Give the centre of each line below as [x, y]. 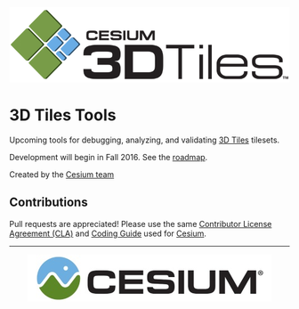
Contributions [48, 203]
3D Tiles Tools [63, 115]
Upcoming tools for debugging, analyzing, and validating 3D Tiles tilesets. [145, 140]
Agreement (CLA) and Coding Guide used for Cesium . [108, 233]
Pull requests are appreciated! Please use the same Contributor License [141, 224]
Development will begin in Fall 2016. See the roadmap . [109, 157]
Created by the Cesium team [62, 174]
